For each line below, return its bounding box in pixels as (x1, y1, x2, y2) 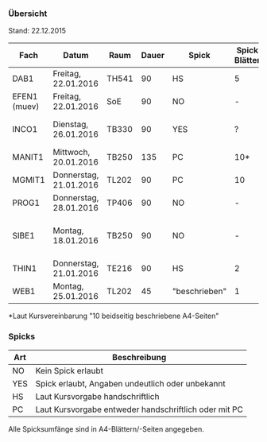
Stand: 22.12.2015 (8, 26, 66, 36)
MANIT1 (12, 152, 44, 163)
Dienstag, (52, 119, 89, 130)
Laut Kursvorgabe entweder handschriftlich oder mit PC (35, 404, 244, 415)
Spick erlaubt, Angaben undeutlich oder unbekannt (35, 378, 226, 389)
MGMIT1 (12, 175, 45, 186)
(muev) (12, 101, 40, 112)
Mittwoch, (52, 147, 91, 158)
